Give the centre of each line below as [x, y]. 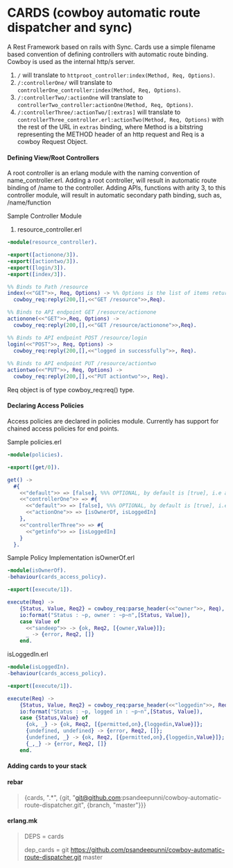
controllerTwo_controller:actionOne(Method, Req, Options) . [105, 104]
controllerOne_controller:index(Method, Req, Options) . [99, 90]
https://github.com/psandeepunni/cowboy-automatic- [148, 849]
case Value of [40, 621]
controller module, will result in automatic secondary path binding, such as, [114, 195]
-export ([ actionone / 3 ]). [43, 255]
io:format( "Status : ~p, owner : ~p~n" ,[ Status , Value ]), [105, 615]
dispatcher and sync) [70, 27]
